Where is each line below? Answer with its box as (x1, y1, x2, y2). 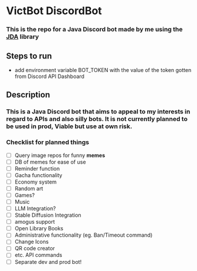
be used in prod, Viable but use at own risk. (6, 122, 133, 130)
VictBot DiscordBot (6, 4, 102, 18)
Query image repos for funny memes (14, 152, 105, 159)
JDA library (6, 32, 40, 41)
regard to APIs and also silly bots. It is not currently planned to (6, 115, 188, 123)
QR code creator (14, 245, 55, 252)
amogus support (14, 218, 55, 226)
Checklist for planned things (6, 138, 90, 146)
